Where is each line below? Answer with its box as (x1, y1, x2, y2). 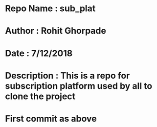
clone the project (5, 91, 76, 102)
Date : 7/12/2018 (5, 47, 73, 59)
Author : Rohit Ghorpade (5, 25, 107, 37)
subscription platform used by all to (5, 80, 153, 91)
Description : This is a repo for (5, 70, 130, 81)
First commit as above (5, 113, 97, 124)
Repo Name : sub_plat (5, 3, 96, 14)
